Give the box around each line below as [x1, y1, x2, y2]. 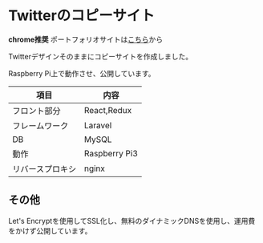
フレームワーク [12, 120, 69, 132]
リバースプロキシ [12, 163, 77, 174]
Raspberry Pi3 [83, 148, 139, 159]
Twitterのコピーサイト [8, 6, 155, 25]
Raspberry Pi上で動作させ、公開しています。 [8, 68, 156, 78]
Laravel [83, 119, 112, 131]
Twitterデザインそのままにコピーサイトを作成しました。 [8, 51, 193, 61]
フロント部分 [12, 105, 62, 116]
